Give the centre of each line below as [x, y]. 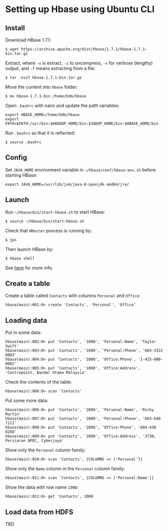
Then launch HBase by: [29, 249]
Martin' [13, 415]
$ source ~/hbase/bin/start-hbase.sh [45, 221]
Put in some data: [23, 333]
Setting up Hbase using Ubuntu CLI [80, 9]
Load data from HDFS [39, 512]
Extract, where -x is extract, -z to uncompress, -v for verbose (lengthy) [79, 63]
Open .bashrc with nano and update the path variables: [62, 105]
